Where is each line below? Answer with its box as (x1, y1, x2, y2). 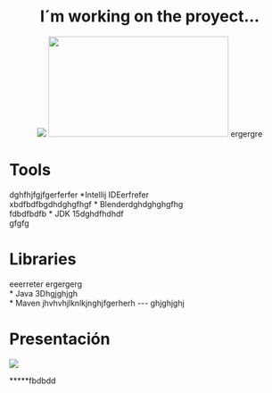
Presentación (9, 329, 111, 349)
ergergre (230, 128, 263, 139)
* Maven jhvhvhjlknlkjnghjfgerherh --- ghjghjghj (9, 297, 185, 308)
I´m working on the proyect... (39, 6, 260, 27)
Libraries (9, 249, 77, 270)
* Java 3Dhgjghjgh (9, 288, 78, 298)
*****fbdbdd (9, 375, 56, 386)
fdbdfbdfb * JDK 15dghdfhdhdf (9, 208, 124, 219)
